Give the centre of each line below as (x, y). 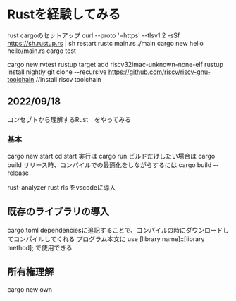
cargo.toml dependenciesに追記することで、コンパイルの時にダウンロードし (118, 230)
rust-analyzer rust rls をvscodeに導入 (62, 188)
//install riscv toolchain (68, 79)
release (18, 173)
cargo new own (30, 289)
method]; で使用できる (40, 247)
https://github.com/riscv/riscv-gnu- (160, 72)
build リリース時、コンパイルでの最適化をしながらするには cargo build (110, 165)
